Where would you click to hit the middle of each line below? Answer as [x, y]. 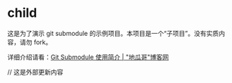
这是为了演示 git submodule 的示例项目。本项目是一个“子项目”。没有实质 [113, 33]
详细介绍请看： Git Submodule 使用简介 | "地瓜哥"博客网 [88, 57]
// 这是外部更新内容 [35, 72]
